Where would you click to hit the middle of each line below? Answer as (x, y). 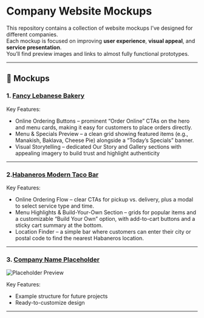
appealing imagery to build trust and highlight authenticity (87, 153)
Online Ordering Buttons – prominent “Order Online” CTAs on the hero (102, 121)
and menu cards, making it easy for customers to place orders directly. (104, 127)
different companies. (32, 34)
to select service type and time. (55, 206)
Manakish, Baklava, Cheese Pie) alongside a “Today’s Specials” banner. (104, 140)
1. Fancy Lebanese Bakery (46, 96)
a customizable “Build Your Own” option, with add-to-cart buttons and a (105, 218)
